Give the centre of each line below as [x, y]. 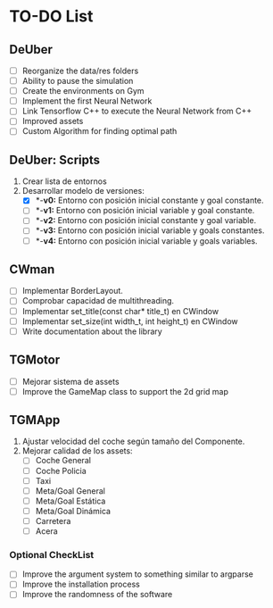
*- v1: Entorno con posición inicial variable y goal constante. [145, 211]
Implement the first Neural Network [87, 101]
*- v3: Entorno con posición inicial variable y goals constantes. [150, 230]
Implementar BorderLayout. [72, 291]
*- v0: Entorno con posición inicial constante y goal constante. [150, 200]
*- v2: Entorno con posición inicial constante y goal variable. [146, 221]
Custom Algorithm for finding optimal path [99, 131]
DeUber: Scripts [55, 159]
